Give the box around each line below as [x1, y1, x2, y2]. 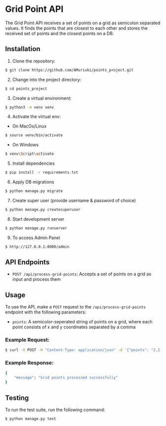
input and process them [12, 276, 61, 282]
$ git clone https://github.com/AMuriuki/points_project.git [5, 67, 134, 72]
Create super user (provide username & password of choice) [12, 197, 136, 203]
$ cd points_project [5, 86, 48, 91]
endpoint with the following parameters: [5, 309, 86, 315]
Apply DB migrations [12, 179, 54, 184]
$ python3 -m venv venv [5, 105, 54, 110]
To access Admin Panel [12, 235, 60, 241]
